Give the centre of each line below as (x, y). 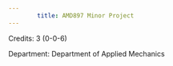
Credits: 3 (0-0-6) (38, 38)
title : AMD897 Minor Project (86, 16)
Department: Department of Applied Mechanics (87, 53)
